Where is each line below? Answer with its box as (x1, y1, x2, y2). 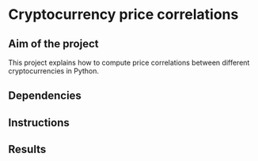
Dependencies (8, 89, 82, 103)
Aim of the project (8, 37, 99, 51)
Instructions (8, 116, 70, 129)
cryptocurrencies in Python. (8, 66, 100, 76)
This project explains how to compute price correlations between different (8, 58, 250, 67)
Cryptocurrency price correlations (8, 6, 239, 24)
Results (8, 143, 47, 156)
